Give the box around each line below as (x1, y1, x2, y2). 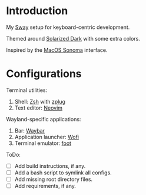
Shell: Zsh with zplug (14, 98, 66, 105)
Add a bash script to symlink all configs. (14, 169, 112, 176)
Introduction (6, 4, 68, 18)
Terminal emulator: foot (14, 140, 72, 147)
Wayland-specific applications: (6, 115, 81, 123)
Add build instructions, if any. (14, 162, 86, 169)
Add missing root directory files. (14, 176, 93, 183)
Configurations (6, 67, 82, 81)
